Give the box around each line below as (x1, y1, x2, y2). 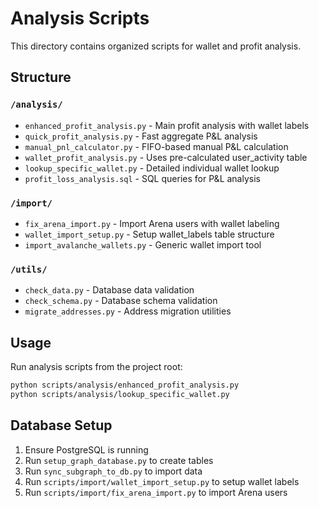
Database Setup (10, 417, 113, 434)
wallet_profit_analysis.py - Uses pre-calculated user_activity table (24, 151, 308, 163)
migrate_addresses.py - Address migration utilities (24, 305, 232, 317)
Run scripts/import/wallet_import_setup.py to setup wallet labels (24, 475, 300, 487)
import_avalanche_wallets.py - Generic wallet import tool (24, 238, 262, 251)
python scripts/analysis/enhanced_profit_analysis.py (10, 380, 240, 391)
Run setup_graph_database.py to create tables (24, 454, 214, 466)
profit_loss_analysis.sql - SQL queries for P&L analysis (24, 172, 261, 184)
